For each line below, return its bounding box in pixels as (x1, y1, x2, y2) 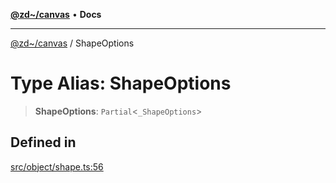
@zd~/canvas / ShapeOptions (10, 37, 135, 49)
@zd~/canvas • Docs (10, 9, 102, 20)
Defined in (10, 134, 77, 151)
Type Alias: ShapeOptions (10, 72, 232, 95)
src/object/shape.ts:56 (10, 160, 104, 173)
